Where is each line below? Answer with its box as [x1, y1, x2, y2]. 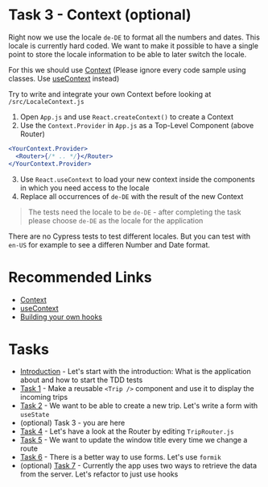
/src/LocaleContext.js [8, 98, 85, 106]
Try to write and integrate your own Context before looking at [8, 89, 212, 98]
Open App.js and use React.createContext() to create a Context [19, 111, 234, 122]
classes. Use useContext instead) [8, 73, 120, 83]
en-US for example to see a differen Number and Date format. [8, 239, 211, 249]
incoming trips [19, 393, 68, 402]
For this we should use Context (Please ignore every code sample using [8, 65, 247, 74]
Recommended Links [8, 268, 152, 286]
